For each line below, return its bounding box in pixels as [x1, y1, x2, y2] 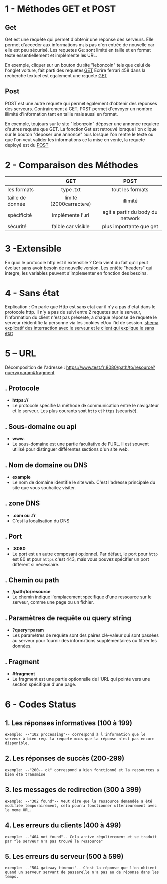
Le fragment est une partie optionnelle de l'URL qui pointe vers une [12, 676, 150, 682]
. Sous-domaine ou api [5, 422, 77, 431]
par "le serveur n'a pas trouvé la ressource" [5, 839, 103, 844]
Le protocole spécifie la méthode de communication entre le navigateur [12, 403, 159, 409]
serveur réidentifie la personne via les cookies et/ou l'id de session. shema [5, 319, 159, 325]
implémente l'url [52, 211, 90, 218]
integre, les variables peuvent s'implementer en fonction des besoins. [5, 270, 148, 276]
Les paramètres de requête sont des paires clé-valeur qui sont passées [12, 632, 159, 638]
